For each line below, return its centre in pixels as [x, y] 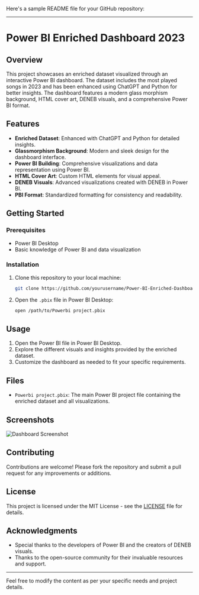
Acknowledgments [42, 531]
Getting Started [35, 213]
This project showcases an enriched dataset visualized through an [87, 74]
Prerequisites [26, 230]
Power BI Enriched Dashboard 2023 [96, 38]
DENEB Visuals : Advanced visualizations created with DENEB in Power [101, 182]
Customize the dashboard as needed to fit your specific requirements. [100, 362]
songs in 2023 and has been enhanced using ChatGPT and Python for [92, 86]
